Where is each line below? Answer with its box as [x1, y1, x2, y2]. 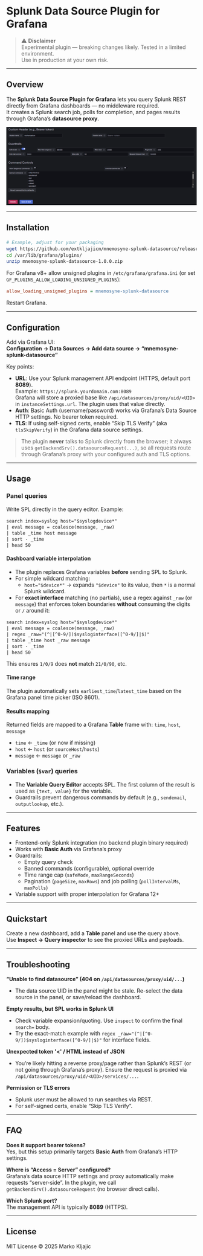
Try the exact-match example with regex [14, 1029, 116, 1037]
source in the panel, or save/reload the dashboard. [14, 993, 141, 1000]
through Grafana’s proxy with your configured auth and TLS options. [21, 450, 191, 457]
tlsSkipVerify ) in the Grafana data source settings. [14, 426, 143, 433]
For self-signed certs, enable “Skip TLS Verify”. [14, 1102, 133, 1109]
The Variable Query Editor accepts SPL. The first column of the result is [14, 781, 195, 788]
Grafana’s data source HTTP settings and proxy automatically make [6, 1172, 174, 1179]
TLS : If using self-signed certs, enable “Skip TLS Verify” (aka [14, 419, 167, 427]
